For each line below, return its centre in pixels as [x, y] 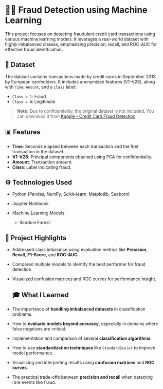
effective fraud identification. [34, 49]
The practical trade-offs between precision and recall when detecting [82, 377]
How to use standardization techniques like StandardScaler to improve [84, 348]
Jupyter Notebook [30, 204]
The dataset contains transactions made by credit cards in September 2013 [81, 76]
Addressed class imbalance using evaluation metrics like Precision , [80, 250]
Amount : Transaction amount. [42, 162]
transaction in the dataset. [38, 151]
